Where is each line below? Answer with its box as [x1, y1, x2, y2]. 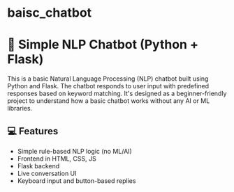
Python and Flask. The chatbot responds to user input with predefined [7, 82, 210, 90]
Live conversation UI [17, 169, 77, 177]
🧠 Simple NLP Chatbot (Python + [7, 37, 199, 53]
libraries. [7, 104, 33, 113]
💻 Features [7, 125, 59, 137]
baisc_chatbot [7, 5, 92, 21]
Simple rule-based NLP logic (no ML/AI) [17, 147, 133, 155]
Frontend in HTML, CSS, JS [17, 154, 96, 163]
